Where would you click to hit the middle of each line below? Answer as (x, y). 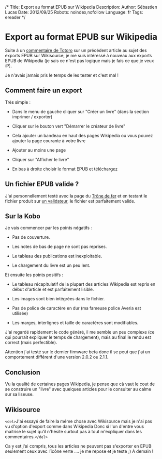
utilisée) (20, 313)
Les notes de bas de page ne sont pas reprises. (59, 246)
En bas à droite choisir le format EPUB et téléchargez (65, 169)
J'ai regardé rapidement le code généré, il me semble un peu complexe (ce (80, 332)
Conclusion (23, 372)
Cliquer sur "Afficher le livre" (40, 159)
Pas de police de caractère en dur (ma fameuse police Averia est (76, 308)
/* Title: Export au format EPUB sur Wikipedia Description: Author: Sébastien (81, 7)
